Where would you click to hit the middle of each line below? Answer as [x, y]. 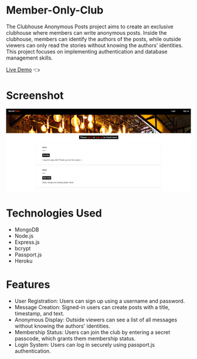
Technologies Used [54, 213]
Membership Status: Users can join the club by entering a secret [92, 333]
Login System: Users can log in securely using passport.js [85, 345]
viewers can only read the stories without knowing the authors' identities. [95, 45]
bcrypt [23, 248]
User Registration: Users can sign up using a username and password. [100, 301]
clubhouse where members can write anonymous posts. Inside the [86, 32]
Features [28, 285]
